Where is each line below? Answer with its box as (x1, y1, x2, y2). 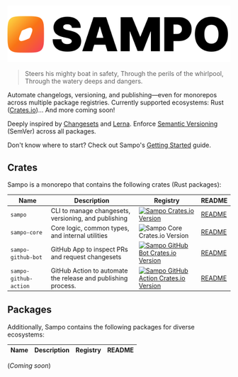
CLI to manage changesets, (50, 206, 131, 214)
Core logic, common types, (50, 224, 130, 232)
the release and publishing (50, 273, 128, 282)
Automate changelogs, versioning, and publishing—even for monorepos (7, 91, 217, 99)
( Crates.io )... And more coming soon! (7, 106, 115, 114)
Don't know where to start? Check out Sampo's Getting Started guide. (7, 141, 211, 150)
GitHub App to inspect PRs (50, 245, 129, 253)
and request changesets (50, 252, 122, 261)
